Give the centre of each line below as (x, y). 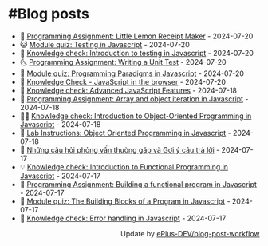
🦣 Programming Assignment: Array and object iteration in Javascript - (134, 99)
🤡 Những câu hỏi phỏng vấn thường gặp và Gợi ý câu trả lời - (120, 149)
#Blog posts (49, 14)
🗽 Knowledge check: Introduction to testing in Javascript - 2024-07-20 (136, 53)
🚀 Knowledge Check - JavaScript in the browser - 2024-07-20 (122, 81)
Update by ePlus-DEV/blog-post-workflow (190, 233)
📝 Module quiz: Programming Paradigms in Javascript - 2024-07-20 (132, 73)
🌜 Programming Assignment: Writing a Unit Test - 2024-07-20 (123, 61)
